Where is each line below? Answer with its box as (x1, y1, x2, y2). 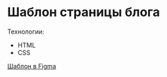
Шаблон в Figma (7, 62, 56, 70)
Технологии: (7, 27, 44, 36)
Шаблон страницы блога (7, 4, 161, 20)
